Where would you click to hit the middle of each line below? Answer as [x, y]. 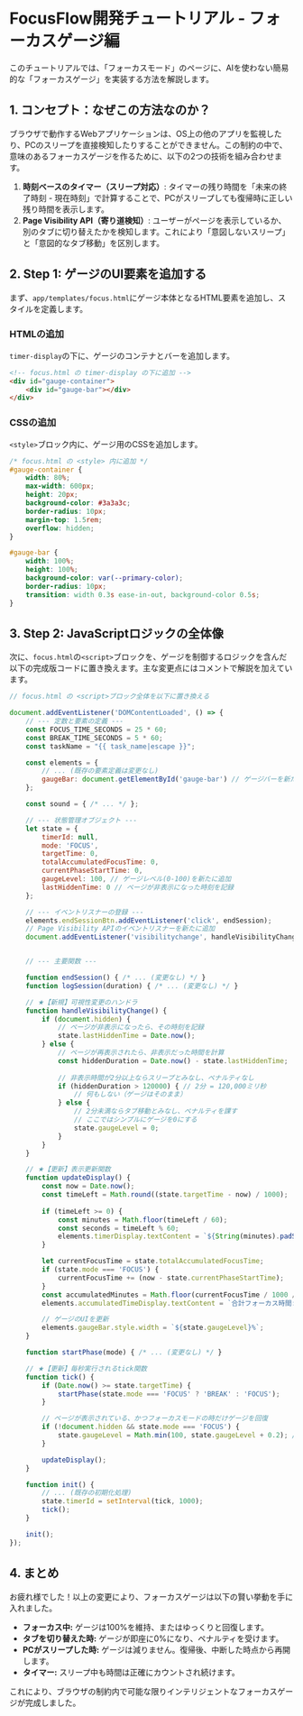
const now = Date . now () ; [88, 1187]
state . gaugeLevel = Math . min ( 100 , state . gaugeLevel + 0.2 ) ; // [179, 1436]
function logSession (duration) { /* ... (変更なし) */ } [132, 986]
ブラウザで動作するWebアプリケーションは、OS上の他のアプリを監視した [146, 133]
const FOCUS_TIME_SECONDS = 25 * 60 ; [96, 730]
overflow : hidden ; [60, 528]
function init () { [60, 1484]
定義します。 [64, 308]
